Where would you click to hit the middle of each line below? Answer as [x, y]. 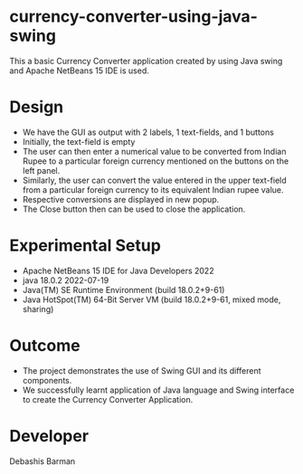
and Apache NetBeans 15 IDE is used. [79, 71]
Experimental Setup [85, 246]
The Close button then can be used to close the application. [134, 209]
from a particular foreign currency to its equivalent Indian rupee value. [153, 190]
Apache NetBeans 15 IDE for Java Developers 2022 [118, 270]
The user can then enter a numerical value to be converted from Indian [154, 151]
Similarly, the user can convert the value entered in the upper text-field [154, 180]
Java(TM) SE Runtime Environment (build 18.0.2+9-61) [123, 289]
